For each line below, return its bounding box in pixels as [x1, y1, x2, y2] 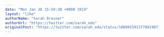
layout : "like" [5, 12, 36, 16]
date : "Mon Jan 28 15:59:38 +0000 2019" [5, 7, 89, 12]
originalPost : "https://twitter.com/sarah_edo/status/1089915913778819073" [5, 25, 163, 30]
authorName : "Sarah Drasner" [5, 16, 64, 21]
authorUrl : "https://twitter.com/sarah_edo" [5, 20, 97, 25]
